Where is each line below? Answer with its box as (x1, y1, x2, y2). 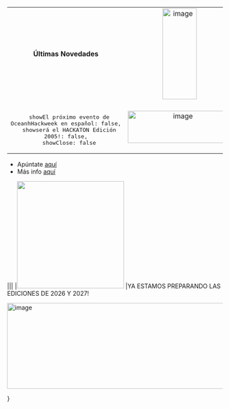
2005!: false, (44, 133, 88, 140)
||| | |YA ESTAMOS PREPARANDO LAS (7, 282, 221, 290)
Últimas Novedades (33, 49, 99, 58)
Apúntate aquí (16, 161, 57, 168)
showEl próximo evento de (29, 113, 110, 121)
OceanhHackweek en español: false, (10, 120, 122, 127)
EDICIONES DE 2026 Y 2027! (7, 290, 90, 297)
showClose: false (42, 139, 97, 146)
